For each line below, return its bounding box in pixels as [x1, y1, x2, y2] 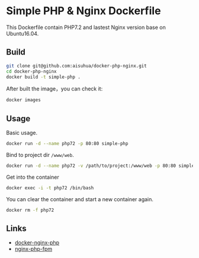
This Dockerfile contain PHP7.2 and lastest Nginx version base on [6, 24, 166, 31]
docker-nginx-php [14, 239, 60, 246]
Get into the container [6, 173, 59, 180]
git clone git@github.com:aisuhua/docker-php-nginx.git [6, 63, 147, 69]
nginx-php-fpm [14, 246, 52, 253]
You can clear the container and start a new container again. [6, 195, 154, 202]
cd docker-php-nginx [6, 68, 57, 75]
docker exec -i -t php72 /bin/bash [6, 185, 94, 191]
